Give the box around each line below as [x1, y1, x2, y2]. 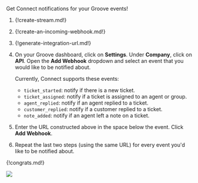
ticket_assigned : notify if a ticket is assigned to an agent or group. [23, 93, 187, 100]
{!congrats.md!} [6, 159, 45, 166]
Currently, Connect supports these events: [14, 75, 120, 82]
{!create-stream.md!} [14, 17, 67, 23]
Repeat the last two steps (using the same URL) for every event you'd [14, 141, 186, 148]
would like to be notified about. [14, 64, 91, 71]
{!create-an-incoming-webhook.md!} [14, 28, 106, 35]
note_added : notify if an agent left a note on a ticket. [23, 112, 150, 119]
